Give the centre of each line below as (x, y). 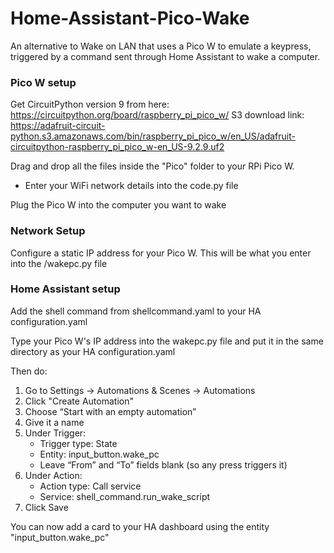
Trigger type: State (78, 443)
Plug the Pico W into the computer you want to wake (118, 205)
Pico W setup (43, 82)
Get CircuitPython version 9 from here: (90, 104)
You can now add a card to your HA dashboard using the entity (140, 526)
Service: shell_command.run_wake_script (125, 496)
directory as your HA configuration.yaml (93, 351)
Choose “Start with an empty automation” (110, 411)
